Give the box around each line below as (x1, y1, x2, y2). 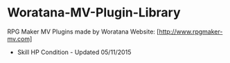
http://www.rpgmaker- (159, 27, 223, 36)
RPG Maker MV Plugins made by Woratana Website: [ (7, 27, 159, 36)
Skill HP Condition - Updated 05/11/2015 (17, 48, 132, 56)
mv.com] (7, 34, 33, 42)
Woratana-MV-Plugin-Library (7, 5, 182, 21)
